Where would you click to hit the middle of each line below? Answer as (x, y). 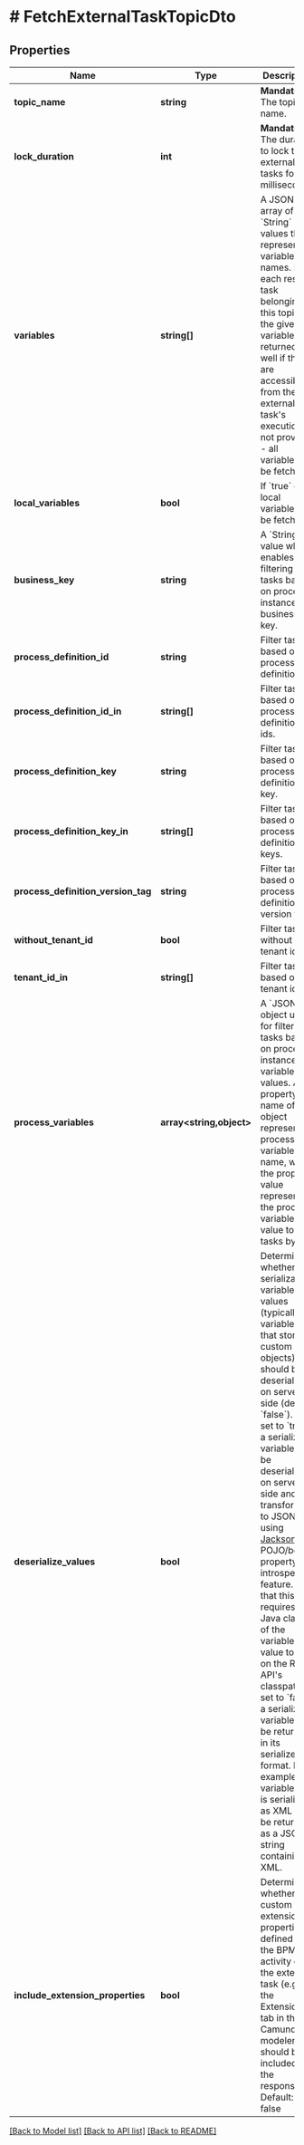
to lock (275, 151)
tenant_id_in (41, 977)
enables (277, 557)
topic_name (40, 102)
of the (273, 1630)
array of (277, 211)
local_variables (47, 503)
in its (270, 1743)
